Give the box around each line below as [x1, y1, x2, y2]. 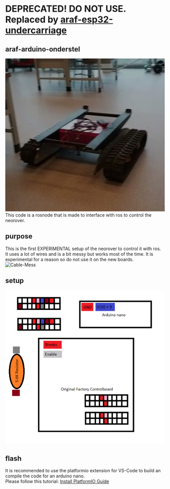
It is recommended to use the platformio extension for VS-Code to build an [5, 468, 161, 474]
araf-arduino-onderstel [5, 45, 80, 53]
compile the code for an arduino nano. [5, 473, 85, 479]
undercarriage [5, 25, 67, 36]
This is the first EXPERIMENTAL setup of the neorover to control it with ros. [5, 246, 161, 252]
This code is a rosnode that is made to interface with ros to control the [5, 212, 152, 218]
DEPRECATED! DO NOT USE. [5, 3, 126, 15]
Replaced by [5, 14, 59, 25]
